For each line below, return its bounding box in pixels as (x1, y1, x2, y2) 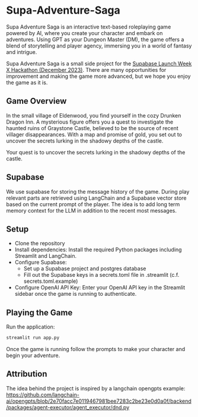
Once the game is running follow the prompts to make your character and (6, 346, 186, 353)
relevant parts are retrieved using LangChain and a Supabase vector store (6, 194, 187, 201)
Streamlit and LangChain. (14, 252, 77, 260)
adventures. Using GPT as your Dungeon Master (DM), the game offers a (6, 36, 184, 43)
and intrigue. (6, 48, 37, 55)
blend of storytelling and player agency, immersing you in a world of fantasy (6, 42, 192, 49)
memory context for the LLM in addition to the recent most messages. (6, 207, 177, 214)
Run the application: (6, 323, 55, 330)
